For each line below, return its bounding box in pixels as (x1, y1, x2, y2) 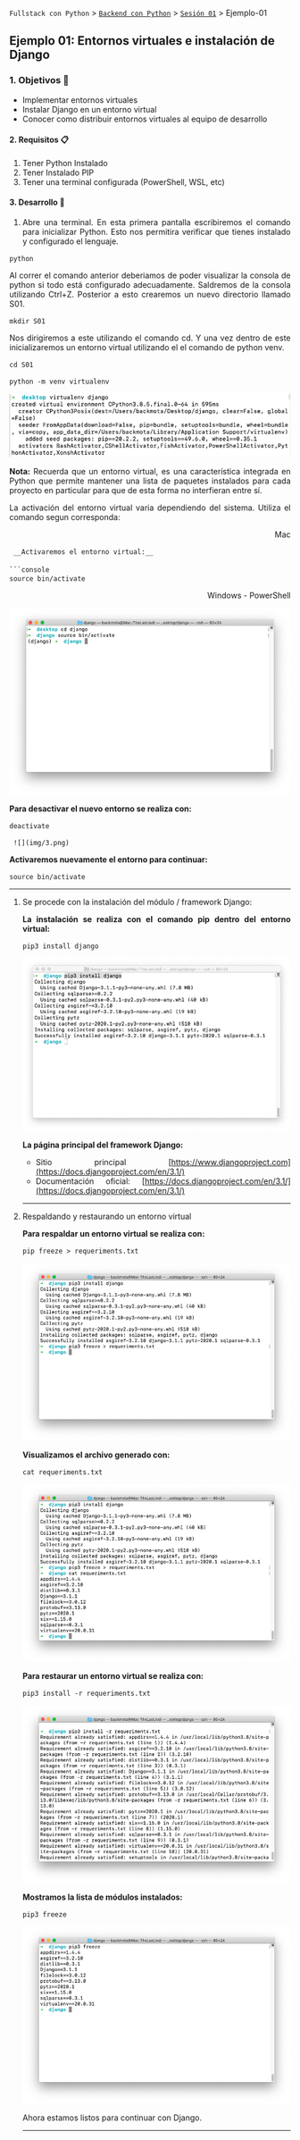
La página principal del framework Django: (21, 1139, 184, 1151)
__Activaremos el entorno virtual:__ (12, 548, 154, 557)
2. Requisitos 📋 (9, 134, 70, 146)
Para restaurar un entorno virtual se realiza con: (21, 1670, 204, 1681)
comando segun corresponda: (9, 512, 121, 523)
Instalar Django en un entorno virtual (21, 104, 157, 114)
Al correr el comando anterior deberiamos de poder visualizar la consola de (9, 270, 291, 281)
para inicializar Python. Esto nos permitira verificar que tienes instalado (21, 227, 291, 238)
